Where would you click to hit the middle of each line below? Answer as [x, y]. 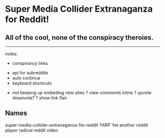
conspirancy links [30, 63]
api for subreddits [30, 73]
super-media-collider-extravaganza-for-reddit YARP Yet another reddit [77, 125]
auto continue [26, 78]
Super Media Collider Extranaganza [79, 9]
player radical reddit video [31, 130]
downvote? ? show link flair [40, 98]
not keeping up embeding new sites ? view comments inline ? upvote [82, 92]
